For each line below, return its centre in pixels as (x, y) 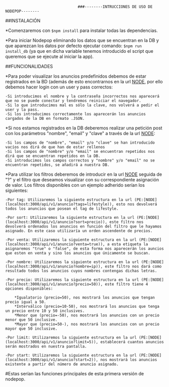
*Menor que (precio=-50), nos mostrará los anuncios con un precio (87, 315)
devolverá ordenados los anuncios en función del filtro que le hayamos (83, 227)
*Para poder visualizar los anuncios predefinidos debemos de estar (76, 76)
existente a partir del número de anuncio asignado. (62, 364)
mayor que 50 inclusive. (31, 329)
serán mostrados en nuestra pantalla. (46, 346)
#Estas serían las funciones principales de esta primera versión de (75, 374)
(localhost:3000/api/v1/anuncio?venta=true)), (55, 244)
